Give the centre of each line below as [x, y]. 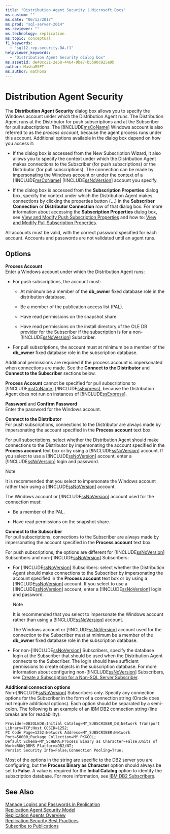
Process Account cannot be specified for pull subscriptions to [71, 383]
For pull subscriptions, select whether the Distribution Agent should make [82, 440]
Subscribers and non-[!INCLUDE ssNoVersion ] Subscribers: [67, 557]
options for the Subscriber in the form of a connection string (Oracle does [82, 698]
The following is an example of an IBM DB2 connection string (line [88, 709]
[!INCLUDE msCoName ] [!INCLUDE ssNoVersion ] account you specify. [85, 180]
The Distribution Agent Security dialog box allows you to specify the [78, 111]
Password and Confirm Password [41, 403]
